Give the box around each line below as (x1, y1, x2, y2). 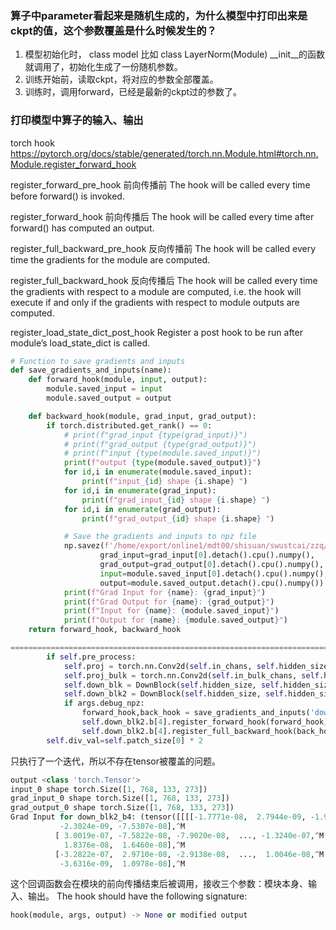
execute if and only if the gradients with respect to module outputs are (10, 296, 300, 308)
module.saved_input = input (46, 384, 163, 394)
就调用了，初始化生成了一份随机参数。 (24, 61, 183, 73)
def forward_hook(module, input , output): (28, 375, 208, 385)
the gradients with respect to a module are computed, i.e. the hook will (10, 285, 302, 297)
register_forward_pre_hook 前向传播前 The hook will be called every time (10, 178, 311, 191)
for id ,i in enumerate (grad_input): (63, 485, 217, 496)
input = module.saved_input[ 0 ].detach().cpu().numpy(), (99, 568, 329, 579)
